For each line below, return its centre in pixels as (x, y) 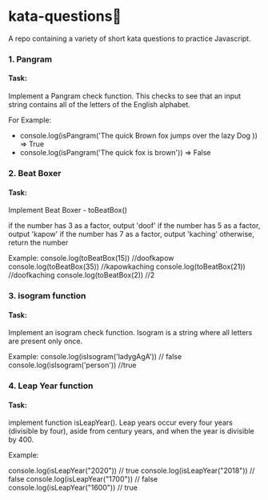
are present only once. (45, 341)
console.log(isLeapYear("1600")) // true (73, 488)
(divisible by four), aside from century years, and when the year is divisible (131, 431)
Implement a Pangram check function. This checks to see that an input (125, 96)
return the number (38, 242)
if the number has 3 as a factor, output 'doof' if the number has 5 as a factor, (134, 226)
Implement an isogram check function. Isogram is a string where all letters (130, 333)
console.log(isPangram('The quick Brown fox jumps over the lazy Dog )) (139, 136)
